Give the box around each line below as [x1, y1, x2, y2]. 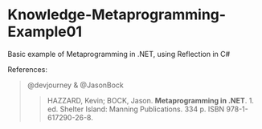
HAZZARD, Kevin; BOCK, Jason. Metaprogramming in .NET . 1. [47, 95, 255, 105]
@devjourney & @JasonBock [27, 80, 124, 90]
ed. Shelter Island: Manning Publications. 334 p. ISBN [47, 104, 225, 114]
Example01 [7, 22, 82, 41]
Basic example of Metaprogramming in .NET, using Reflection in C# [7, 49, 231, 58]
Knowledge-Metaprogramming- [7, 6, 227, 24]
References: [7, 64, 47, 74]
